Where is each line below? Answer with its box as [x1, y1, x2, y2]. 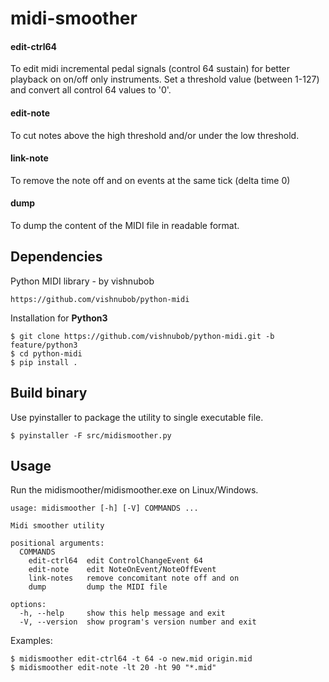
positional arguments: [10, 538, 105, 549]
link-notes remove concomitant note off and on [28, 573, 240, 584]
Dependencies [10, 248, 103, 266]
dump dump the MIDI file [28, 582, 168, 592]
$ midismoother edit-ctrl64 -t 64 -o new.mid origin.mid [10, 654, 253, 664]
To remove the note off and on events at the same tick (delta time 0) [10, 174, 291, 186]
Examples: [10, 635, 53, 647]
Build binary [10, 385, 88, 402]
